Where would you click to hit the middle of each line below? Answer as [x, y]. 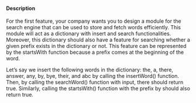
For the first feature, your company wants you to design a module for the [94, 21]
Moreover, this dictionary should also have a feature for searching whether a [98, 40]
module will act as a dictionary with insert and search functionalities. [89, 34]
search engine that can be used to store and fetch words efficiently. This [94, 28]
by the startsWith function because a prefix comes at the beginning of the [95, 52]
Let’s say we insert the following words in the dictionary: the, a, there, [90, 70]
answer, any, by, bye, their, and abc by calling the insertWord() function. [93, 76]
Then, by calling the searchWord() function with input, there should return [95, 83]
